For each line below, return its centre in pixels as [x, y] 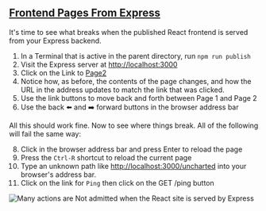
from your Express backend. [55, 40]
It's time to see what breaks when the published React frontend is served [129, 32]
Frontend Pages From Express [85, 13]
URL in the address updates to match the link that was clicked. [122, 90]
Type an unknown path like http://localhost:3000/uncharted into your [133, 166]
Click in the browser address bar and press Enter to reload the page [131, 149]
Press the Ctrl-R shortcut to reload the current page [106, 157]
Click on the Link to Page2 [64, 73]
